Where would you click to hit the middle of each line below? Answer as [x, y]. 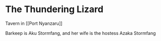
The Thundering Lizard [54, 9]
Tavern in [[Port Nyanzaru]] [34, 23]
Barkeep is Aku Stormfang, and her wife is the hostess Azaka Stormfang [80, 33]
